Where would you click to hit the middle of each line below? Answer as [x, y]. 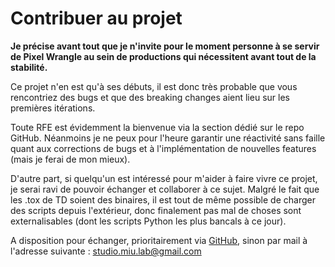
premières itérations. [53, 108]
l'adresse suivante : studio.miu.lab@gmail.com [106, 251]
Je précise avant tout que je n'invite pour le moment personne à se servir [165, 46]
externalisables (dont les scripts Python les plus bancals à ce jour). [148, 221]
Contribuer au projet [96, 18]
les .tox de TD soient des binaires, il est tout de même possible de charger [163, 199]
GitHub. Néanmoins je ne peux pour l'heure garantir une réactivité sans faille [168, 138]
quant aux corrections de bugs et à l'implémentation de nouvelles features [163, 148]
